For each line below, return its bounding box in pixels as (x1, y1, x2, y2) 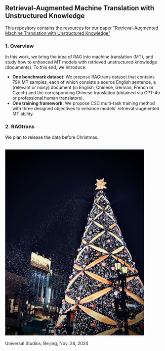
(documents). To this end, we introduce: (5, 64, 86, 70)
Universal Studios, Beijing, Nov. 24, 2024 (5, 341, 89, 347)
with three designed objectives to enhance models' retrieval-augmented (12, 106, 160, 112)
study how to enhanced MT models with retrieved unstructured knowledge (5, 59, 157, 65)
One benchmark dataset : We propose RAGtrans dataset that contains (12, 74, 155, 80)
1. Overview (5, 42, 34, 49)
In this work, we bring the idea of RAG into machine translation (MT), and (5, 54, 154, 60)
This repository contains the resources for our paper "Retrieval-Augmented (5, 25, 158, 31)
